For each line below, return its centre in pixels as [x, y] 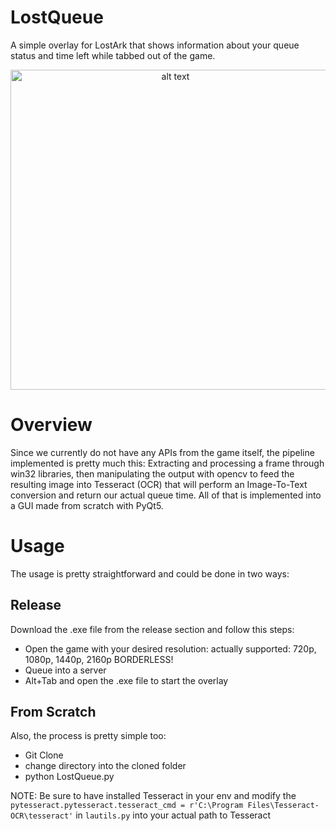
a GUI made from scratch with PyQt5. [87, 505]
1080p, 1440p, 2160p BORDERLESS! [99, 659]
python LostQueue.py [69, 777]
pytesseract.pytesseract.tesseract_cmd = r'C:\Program [127, 806]
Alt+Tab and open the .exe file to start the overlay [126, 680]
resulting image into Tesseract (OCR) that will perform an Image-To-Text [159, 484]
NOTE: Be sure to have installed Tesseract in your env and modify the [153, 796]
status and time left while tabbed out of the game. [113, 55]
